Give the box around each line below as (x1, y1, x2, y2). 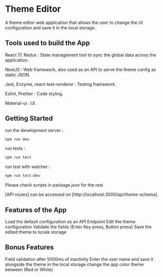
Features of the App (5, 206, 67, 214)
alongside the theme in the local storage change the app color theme (5, 261, 144, 267)
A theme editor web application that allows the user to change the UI (5, 20, 143, 25)
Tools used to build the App (5, 39, 90, 47)
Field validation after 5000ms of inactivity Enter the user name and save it (5, 256, 154, 262)
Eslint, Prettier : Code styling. (5, 90, 63, 96)
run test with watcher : (5, 164, 50, 170)
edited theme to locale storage (5, 229, 67, 235)
